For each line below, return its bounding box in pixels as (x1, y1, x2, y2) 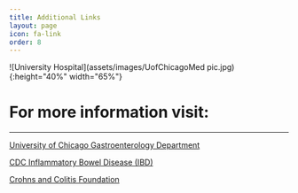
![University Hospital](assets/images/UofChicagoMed (9, 62, 206, 73)
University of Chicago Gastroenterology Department (9, 140, 200, 151)
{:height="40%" (9, 72, 68, 82)
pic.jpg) (207, 62, 235, 73)
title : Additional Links (9, 12, 101, 22)
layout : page (9, 21, 58, 30)
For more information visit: (9, 103, 210, 122)
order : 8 (9, 37, 42, 47)
